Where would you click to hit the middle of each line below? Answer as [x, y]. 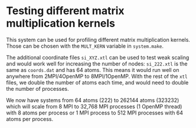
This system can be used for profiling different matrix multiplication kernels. [98, 40]
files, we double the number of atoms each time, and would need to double [97, 82]
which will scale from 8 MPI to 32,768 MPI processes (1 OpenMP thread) [94, 106]
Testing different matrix [66, 11]
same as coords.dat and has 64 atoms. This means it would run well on [93, 70]
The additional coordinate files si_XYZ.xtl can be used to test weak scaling [98, 57]
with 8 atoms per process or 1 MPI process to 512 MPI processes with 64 [95, 113]
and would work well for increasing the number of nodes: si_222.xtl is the [97, 64]
